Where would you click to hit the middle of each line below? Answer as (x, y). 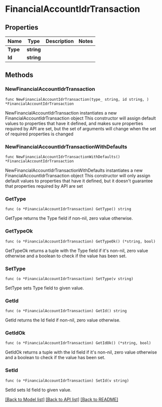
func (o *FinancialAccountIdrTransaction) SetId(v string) (67, 381)
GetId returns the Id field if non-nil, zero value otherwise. (63, 320)
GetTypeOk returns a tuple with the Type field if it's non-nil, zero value (77, 250)
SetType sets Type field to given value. (44, 288)
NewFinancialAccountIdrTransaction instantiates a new (61, 113)
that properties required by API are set (44, 186)
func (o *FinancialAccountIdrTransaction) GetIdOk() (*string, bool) (78, 343)
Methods (19, 75)
